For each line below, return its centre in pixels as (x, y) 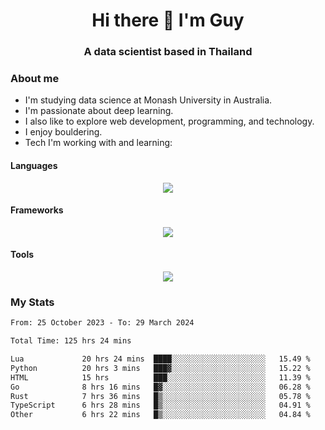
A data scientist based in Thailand (168, 52)
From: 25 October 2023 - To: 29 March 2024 (102, 323)
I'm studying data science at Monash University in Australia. (148, 100)
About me (35, 79)
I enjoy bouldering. (63, 132)
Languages (34, 165)
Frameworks (37, 210)
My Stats (32, 302)
